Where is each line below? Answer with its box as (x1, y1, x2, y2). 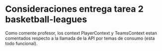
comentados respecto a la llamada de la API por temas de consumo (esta (5, 35, 155, 41)
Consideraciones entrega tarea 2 (5, 3, 144, 15)
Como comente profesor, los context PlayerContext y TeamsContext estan (5, 30, 158, 36)
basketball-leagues (5, 14, 87, 25)
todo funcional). (5, 40, 38, 46)
